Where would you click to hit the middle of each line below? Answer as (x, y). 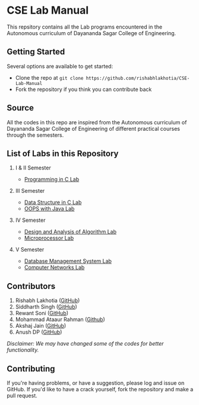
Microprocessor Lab (49, 238)
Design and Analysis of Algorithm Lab (70, 232)
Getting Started (36, 52)
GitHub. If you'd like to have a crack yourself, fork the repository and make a (100, 389)
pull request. (22, 395)
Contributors (31, 286)
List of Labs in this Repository (63, 153)
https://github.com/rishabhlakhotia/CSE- (138, 78)
